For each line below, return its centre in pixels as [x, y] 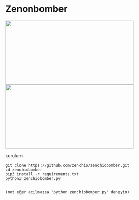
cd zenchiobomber [24, 170]
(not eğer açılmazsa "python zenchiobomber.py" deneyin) [67, 192]
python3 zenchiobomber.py [33, 178]
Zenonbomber [36, 9]
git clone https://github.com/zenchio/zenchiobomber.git [67, 165]
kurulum [14, 156]
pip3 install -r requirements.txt [42, 174]
